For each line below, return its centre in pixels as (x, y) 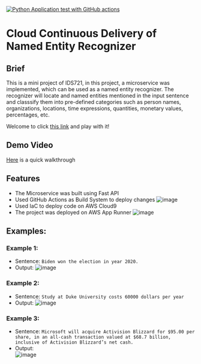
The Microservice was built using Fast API (67, 193)
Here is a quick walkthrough (41, 160)
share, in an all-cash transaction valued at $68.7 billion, (93, 337)
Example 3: (23, 318)
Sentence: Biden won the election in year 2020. (76, 261)
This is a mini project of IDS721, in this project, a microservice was (88, 83)
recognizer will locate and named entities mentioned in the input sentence (97, 96)
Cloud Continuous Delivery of (82, 34)
